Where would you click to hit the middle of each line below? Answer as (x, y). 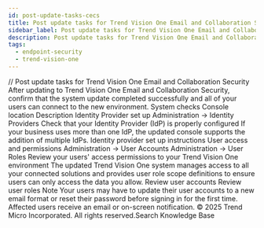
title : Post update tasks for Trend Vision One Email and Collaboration (130, 23)
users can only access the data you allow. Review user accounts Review (125, 182)
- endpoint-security (49, 52)
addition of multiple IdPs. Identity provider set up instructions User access (128, 140)
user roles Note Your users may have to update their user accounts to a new (131, 190)
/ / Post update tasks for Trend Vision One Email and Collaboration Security (129, 81)
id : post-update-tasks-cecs (54, 15)
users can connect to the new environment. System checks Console (119, 106)
